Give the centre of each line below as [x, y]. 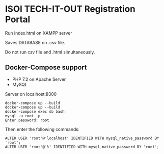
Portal [18, 19]
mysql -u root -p [23, 116]
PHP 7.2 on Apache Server [39, 79]
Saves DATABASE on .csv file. [35, 42]
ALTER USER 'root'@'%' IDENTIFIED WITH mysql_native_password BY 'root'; [82, 147]
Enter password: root [27, 120]
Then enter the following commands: [42, 129]
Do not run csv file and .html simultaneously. [50, 52]
